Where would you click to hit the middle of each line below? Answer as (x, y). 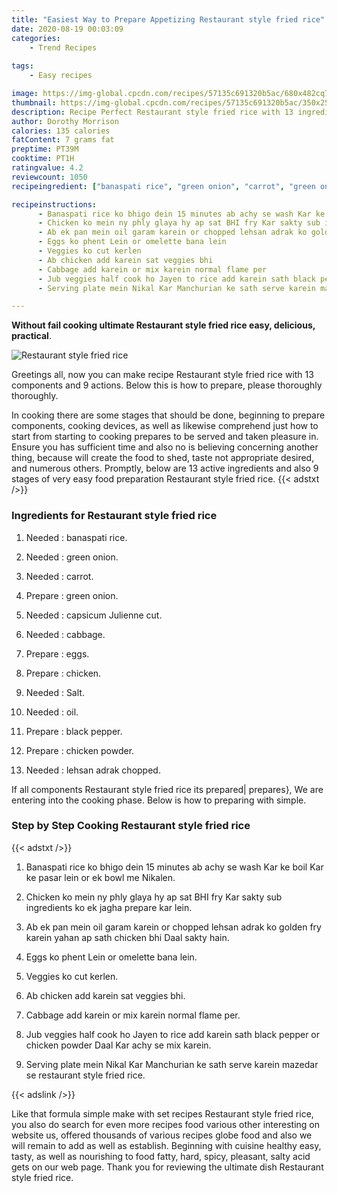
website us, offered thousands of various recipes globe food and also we (162, 1135)
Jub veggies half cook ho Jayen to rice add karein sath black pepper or (173, 1034)
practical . (31, 336)
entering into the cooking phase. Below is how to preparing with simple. (159, 800)
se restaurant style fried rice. (85, 1075)
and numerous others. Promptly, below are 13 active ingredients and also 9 (165, 468)
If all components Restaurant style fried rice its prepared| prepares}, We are (167, 789)
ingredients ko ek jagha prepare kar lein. (109, 907)
